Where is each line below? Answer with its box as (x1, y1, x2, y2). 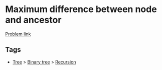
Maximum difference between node (5, 4, 157, 15)
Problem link (5, 31, 31, 37)
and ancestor (5, 14, 62, 26)
